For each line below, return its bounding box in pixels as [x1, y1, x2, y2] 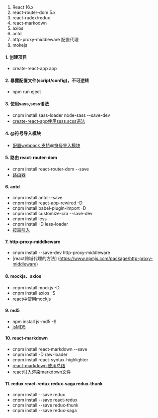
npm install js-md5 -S [12, 318, 57, 325]
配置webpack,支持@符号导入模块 [12, 142, 80, 148]
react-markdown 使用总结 [12, 363, 66, 369]
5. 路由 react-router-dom [5, 155, 57, 161]
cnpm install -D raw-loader [12, 351, 68, 357]
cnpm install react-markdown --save [12, 346, 88, 352]
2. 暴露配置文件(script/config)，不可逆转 [5, 77, 89, 84]
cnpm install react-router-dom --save [12, 166, 89, 172]
